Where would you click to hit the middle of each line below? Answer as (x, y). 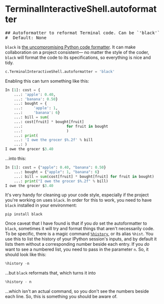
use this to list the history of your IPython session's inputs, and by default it (81, 239)
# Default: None (26, 37)
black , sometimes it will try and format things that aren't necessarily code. (80, 229)
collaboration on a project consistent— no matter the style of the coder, (77, 52)
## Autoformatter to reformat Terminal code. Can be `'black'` (82, 33)
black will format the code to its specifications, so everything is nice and (78, 57)
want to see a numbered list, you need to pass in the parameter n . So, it (77, 249)
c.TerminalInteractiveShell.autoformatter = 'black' (60, 71)
